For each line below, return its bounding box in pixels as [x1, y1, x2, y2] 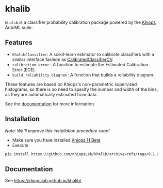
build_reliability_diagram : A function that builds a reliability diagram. [12, 72, 155, 78]
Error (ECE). [12, 67, 36, 72]
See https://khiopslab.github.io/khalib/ [5, 178, 81, 184]
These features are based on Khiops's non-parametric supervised [5, 81, 137, 87]
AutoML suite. [5, 24, 33, 30]
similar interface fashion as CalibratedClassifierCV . [12, 57, 114, 62]
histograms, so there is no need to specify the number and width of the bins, [5, 86, 158, 92]
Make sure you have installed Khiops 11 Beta [12, 137, 100, 143]
